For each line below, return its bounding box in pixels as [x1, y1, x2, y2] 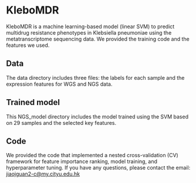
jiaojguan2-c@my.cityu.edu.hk [6, 171, 80, 178]
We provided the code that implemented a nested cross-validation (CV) [6, 152, 179, 159]
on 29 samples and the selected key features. [6, 119, 117, 126]
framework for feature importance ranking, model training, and [6, 158, 157, 165]
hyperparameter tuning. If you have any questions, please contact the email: [6, 164, 191, 171]
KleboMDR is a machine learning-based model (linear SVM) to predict [6, 23, 175, 30]
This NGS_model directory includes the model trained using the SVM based [6, 113, 189, 120]
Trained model [6, 97, 60, 107]
